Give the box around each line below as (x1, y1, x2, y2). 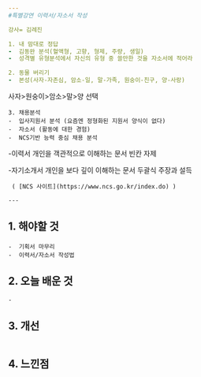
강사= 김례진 (8, 25, 43, 34)
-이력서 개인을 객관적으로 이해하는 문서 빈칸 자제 (8, 149, 157, 158)
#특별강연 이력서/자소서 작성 (8, 11, 87, 20)
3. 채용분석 (8, 109, 41, 117)
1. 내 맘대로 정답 (8, 40, 59, 48)
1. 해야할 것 (8, 220, 59, 233)
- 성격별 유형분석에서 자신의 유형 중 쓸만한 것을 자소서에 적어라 (8, 54, 193, 63)
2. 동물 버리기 (8, 69, 50, 77)
